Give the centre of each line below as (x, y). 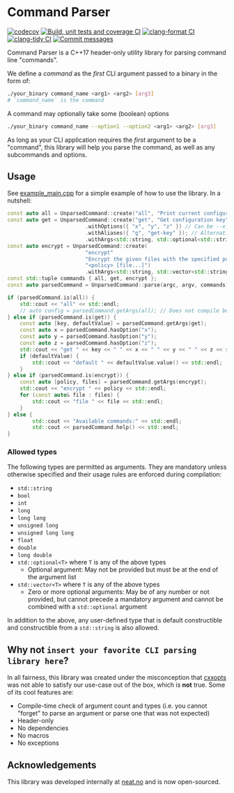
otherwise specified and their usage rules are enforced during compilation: (115, 474)
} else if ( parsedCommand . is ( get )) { (62, 317)
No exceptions (38, 743)
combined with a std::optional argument (87, 607)
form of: (19, 80)
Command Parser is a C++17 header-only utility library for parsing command (117, 52)
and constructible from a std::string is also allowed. (83, 628)
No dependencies (43, 728)
